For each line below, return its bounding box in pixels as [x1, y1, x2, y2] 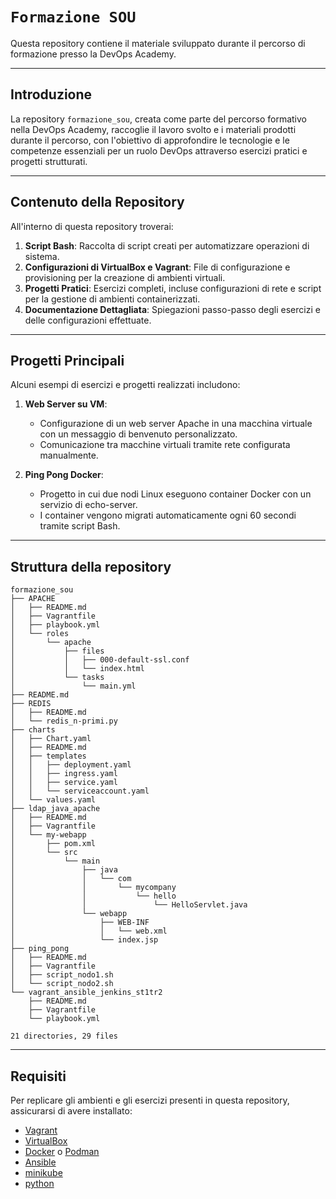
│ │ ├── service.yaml [10, 778, 118, 788]
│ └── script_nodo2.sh [10, 979, 114, 989]
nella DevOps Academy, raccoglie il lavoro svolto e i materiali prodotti [10, 123, 297, 135]
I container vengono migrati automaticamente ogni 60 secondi [39, 509, 297, 522]
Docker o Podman [24, 1146, 100, 1157]
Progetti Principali [10, 352, 125, 369]
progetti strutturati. [10, 155, 88, 167]
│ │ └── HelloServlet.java [10, 900, 248, 910]
